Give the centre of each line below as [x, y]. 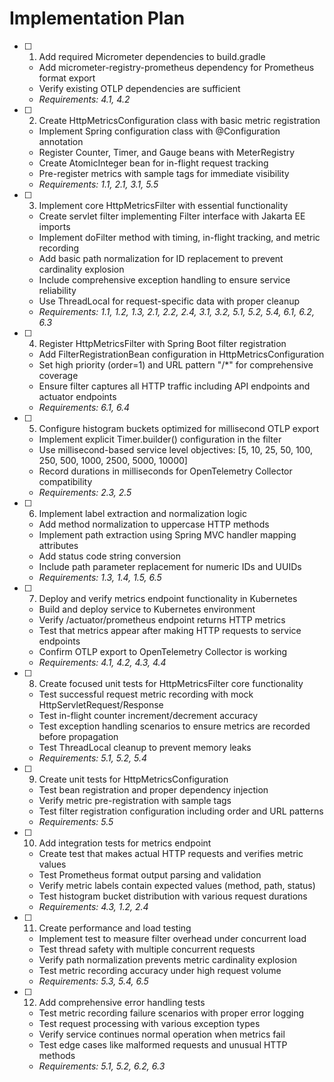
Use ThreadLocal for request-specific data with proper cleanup [169, 301]
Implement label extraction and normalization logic [142, 513]
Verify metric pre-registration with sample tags [135, 800]
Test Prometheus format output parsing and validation [150, 874]
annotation [61, 141]
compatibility [65, 481]
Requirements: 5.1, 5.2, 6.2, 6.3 [102, 1066]
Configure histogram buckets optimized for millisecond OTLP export [179, 428]
